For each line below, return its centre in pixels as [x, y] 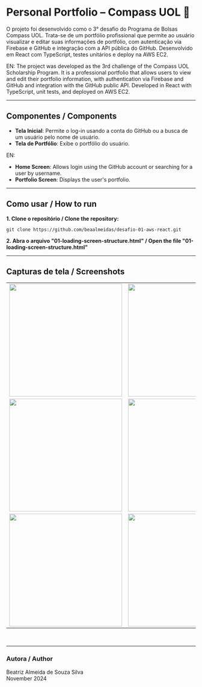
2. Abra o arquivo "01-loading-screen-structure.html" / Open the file [94, 240]
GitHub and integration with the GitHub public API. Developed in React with [99, 85]
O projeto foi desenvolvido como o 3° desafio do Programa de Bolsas [92, 29]
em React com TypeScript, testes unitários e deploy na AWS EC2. [87, 54]
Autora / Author [29, 659]
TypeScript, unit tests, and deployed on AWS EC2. [68, 91]
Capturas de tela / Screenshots [66, 271]
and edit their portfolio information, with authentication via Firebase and [95, 79]
